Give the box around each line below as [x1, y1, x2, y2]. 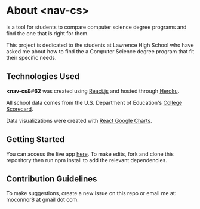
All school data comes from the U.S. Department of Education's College [6, 99, 183, 106]
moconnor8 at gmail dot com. [6, 196, 79, 204]
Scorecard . [6, 105, 34, 113]
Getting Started [6, 134, 65, 144]
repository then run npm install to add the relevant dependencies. [6, 156, 167, 163]
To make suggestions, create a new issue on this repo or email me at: [6, 190, 177, 197]
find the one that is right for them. [6, 29, 89, 37]
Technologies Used [6, 71, 79, 81]
